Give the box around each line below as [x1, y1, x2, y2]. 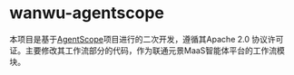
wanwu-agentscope [9, 3, 165, 23]
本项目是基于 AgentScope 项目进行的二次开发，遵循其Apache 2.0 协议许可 [9, 33, 284, 44]
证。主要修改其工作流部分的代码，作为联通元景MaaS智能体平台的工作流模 [9, 44, 286, 56]
